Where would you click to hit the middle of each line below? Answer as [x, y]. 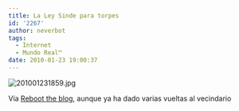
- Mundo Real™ [39, 53]
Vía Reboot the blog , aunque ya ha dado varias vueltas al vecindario [120, 98]
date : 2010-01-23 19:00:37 [53, 61]
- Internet [33, 46]
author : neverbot [37, 30]
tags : [17, 38]
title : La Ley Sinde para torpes [64, 16]
